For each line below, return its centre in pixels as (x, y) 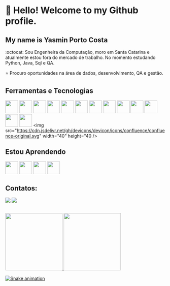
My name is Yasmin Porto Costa (57, 40)
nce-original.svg (22, 136)
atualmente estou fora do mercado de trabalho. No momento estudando (80, 57)
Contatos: (21, 188)
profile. (21, 21)
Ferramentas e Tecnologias (49, 91)
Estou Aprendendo (36, 152)
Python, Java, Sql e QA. (30, 63)
